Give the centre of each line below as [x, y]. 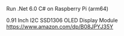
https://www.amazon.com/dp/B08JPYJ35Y [60, 27]
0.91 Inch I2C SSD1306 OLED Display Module [62, 20]
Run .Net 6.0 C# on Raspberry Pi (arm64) [57, 9]
